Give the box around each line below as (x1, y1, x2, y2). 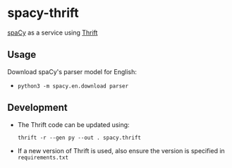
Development (7, 102, 68, 114)
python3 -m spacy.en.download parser (17, 83, 129, 90)
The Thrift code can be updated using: (17, 120, 130, 128)
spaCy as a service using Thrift (7, 28, 98, 37)
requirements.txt (17, 154, 69, 161)
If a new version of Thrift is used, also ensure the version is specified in (17, 146, 226, 155)
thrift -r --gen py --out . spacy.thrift (17, 134, 141, 141)
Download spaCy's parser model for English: (7, 67, 138, 76)
